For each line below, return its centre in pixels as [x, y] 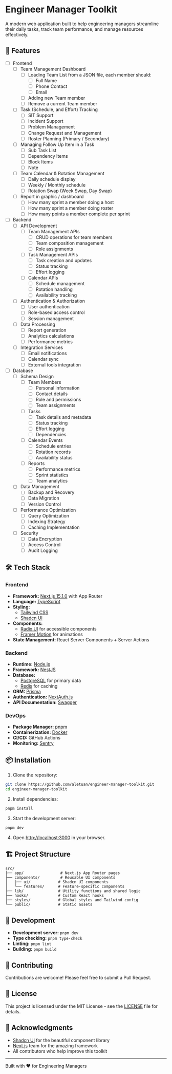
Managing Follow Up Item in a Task [57, 144]
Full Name [46, 80]
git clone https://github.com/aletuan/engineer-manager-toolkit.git [80, 785]
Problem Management [51, 127]
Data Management [40, 487]
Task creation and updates [64, 260]
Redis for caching [39, 686]
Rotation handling [54, 289]
